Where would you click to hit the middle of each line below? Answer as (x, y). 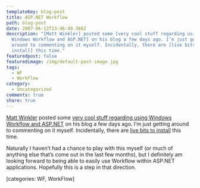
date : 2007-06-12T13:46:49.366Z (46, 28)
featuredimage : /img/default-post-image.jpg (62, 61)
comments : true (25, 95)
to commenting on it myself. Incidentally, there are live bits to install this (94, 130)
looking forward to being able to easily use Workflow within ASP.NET (91, 161)
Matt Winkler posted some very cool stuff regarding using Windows (89, 118)
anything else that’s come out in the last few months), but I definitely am (94, 154)
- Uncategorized (32, 90)
